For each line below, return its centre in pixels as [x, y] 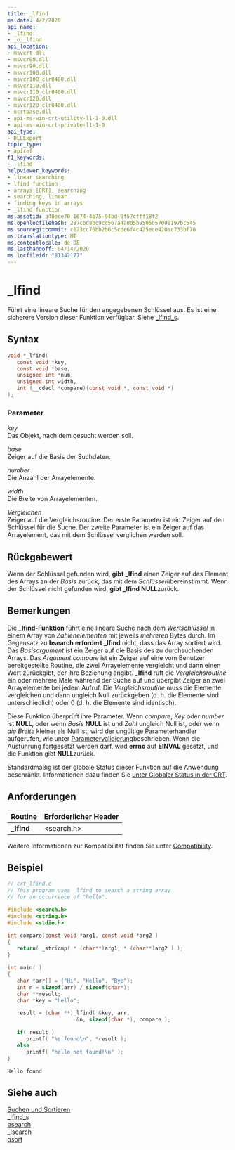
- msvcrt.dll [26, 53]
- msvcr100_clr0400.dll [42, 79]
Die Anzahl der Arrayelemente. [52, 478]
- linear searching [36, 177]
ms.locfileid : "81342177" [45, 256]
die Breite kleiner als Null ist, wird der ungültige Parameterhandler [102, 731]
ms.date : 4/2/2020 [34, 20]
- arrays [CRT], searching [47, 190]
